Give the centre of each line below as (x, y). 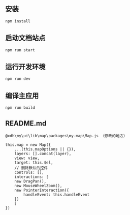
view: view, (27, 158)
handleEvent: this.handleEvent (57, 195)
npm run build (20, 108)
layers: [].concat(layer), (43, 154)
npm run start (20, 50)
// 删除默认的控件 (31, 168)
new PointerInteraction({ (42, 190)
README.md (26, 123)
